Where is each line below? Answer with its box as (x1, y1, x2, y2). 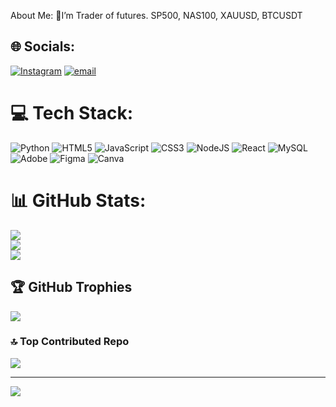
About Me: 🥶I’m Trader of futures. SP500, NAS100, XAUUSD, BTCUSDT (10, 10, 303, 21)
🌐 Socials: (10, 38, 76, 55)
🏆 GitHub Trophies (10, 279, 133, 296)
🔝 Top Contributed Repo (10, 335, 130, 349)
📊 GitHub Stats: (10, 189, 147, 212)
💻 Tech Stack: (10, 102, 134, 124)
